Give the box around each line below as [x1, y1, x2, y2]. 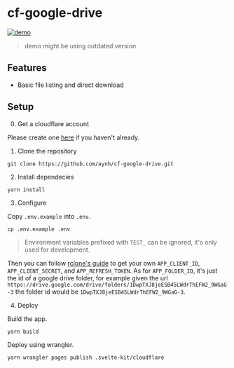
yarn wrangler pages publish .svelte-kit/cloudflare [7, 354, 165, 361]
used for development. [24, 245, 90, 254]
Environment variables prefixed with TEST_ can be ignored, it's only [24, 238, 217, 246]
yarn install [7, 186, 46, 193]
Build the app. [7, 314, 48, 323]
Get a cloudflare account [17, 119, 90, 128]
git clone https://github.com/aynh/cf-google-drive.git [7, 160, 174, 168]
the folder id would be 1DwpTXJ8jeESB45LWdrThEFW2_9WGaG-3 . [15, 287, 186, 296]
